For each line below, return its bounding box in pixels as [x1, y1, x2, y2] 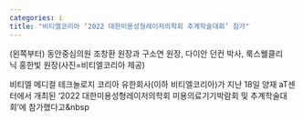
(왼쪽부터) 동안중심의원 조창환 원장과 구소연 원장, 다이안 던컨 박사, [9, 47, 245, 59]
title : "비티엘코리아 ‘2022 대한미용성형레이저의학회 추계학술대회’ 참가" [9, 22, 250, 31]
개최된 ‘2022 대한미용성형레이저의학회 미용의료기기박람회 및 [33, 90, 249, 101]
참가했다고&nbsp [28, 101, 89, 112]
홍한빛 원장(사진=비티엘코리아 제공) [18, 59, 146, 70]
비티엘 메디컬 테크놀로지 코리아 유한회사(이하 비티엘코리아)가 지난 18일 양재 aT [9, 78, 289, 89]
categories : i [9, 13, 64, 23]
